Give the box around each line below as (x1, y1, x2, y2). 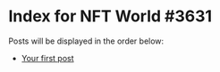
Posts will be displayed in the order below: (8, 36, 165, 46)
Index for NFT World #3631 (8, 6, 212, 27)
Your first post (21, 52, 74, 63)
